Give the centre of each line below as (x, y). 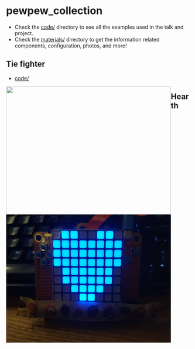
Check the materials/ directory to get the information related (87, 39)
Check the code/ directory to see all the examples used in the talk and (99, 27)
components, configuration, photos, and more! (71, 46)
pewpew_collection (54, 11)
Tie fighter (26, 64)
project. (24, 33)
